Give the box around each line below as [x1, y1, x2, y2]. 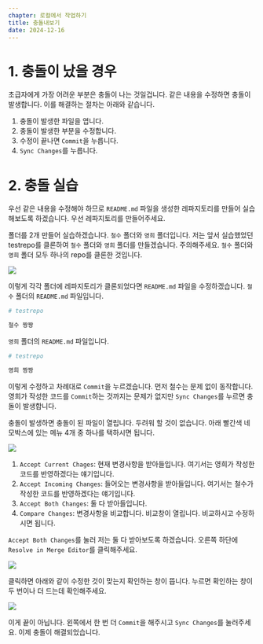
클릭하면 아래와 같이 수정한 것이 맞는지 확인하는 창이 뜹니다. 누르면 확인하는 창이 [8, 576, 254, 586]
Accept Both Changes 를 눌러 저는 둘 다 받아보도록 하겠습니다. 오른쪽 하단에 [8, 535, 238, 544]
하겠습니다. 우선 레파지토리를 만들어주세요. [35, 214, 166, 223]
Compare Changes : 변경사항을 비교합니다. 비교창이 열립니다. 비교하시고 [19, 508, 234, 517]
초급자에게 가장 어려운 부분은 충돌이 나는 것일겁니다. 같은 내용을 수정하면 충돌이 [8, 90, 251, 99]
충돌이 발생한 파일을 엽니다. [19, 116, 104, 126]
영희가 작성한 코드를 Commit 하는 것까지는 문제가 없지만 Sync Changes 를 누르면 [8, 391, 246, 401]
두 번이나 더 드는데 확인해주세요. [8, 586, 108, 595]
